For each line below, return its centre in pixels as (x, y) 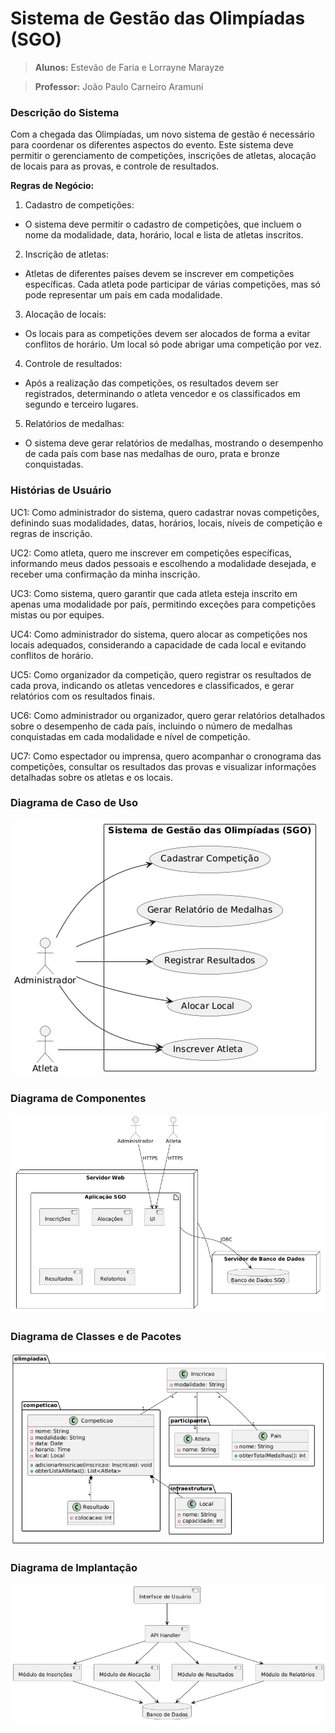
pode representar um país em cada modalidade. (123, 295)
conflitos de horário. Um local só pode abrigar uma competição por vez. (173, 344)
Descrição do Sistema (65, 112)
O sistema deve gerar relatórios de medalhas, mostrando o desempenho (174, 443)
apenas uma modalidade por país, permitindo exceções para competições (163, 604)
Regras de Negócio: (52, 186)
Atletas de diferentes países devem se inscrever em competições (159, 274)
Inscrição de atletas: (66, 254)
